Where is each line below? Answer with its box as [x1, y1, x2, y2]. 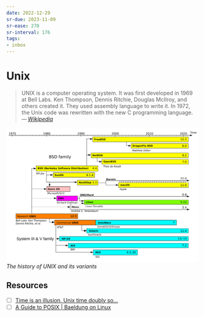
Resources [6, 280, 48, 291]
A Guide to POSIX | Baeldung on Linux [15, 303, 111, 311]
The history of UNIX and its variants [6, 263, 97, 270]
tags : [6, 35, 20, 42]
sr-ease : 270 [6, 23, 40, 29]
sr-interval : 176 [6, 29, 51, 35]
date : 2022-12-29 [6, 10, 51, 16]
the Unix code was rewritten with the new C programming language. [21, 109, 194, 116]
